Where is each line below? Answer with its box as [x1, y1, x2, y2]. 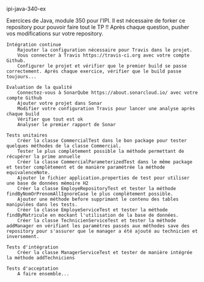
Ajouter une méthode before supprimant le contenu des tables [17, 196, 179, 202]
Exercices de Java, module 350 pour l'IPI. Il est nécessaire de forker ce [6, 17, 186, 24]
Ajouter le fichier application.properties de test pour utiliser [17, 175, 190, 181]
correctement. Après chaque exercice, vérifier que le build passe [6, 68, 182, 74]
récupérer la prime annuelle [6, 153, 81, 160]
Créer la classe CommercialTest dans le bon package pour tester [17, 138, 188, 144]
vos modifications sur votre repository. [6, 30, 104, 37]
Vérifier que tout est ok [17, 116, 84, 122]
